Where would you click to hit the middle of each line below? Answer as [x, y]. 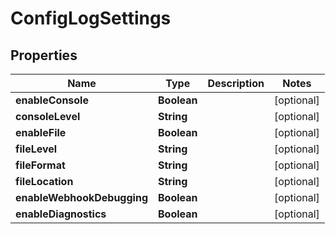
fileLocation [44, 181]
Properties [44, 55]
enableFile [41, 132]
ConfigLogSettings [91, 18]
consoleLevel [48, 116]
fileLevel [36, 149]
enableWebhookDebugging [81, 197]
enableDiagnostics [61, 214]
